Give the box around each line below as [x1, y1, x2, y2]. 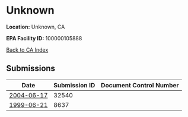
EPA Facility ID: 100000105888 [6, 34, 82, 42]
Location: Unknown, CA [6, 23, 65, 30]
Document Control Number [100, 81, 179, 89]
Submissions [6, 64, 55, 74]
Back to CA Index [6, 46, 49, 53]
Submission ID [53, 81, 95, 89]
